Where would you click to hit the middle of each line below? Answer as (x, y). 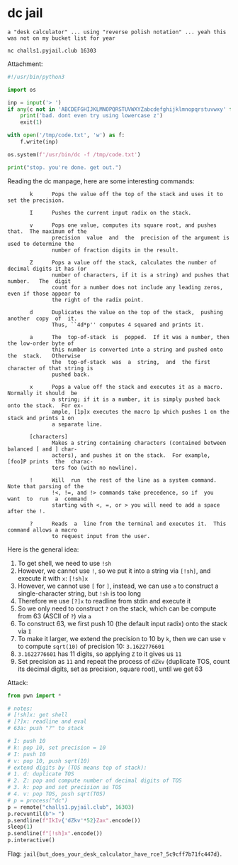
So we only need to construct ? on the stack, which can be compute (117, 608)
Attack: (18, 682)
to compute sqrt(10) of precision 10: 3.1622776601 (91, 646)
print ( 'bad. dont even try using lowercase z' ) (91, 116)
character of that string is (50, 368)
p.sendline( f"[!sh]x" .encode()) (55, 834)
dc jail (25, 13)
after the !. (27, 511)
